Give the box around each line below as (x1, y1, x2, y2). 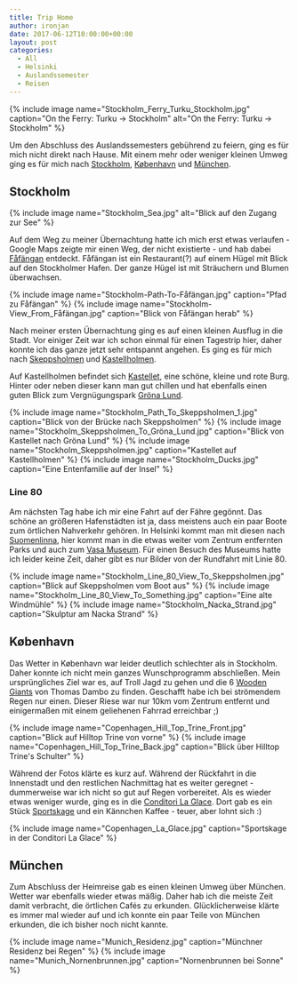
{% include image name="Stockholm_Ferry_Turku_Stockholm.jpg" (9, 103, 251, 114)
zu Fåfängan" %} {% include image (9, 299, 139, 309)
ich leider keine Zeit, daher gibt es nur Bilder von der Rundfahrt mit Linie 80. (9, 553, 287, 564)
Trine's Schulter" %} (9, 750, 85, 761)
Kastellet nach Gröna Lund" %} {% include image (9, 436, 190, 446)
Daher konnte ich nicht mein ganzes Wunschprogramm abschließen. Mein (9, 667, 281, 678)
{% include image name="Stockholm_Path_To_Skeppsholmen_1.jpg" (9, 407, 258, 418)
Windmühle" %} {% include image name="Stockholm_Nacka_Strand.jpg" (9, 599, 278, 610)
